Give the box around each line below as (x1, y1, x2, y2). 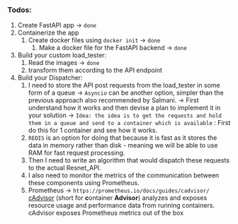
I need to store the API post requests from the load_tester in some (28, 81, 221, 90)
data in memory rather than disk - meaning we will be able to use (28, 141, 218, 150)
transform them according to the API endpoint (28, 66, 163, 75)
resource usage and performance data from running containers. (28, 201, 215, 210)
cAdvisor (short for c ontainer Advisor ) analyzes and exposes (28, 194, 208, 202)
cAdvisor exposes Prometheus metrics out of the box (28, 208, 184, 217)
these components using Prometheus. (28, 179, 140, 187)
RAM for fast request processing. (28, 148, 125, 157)
